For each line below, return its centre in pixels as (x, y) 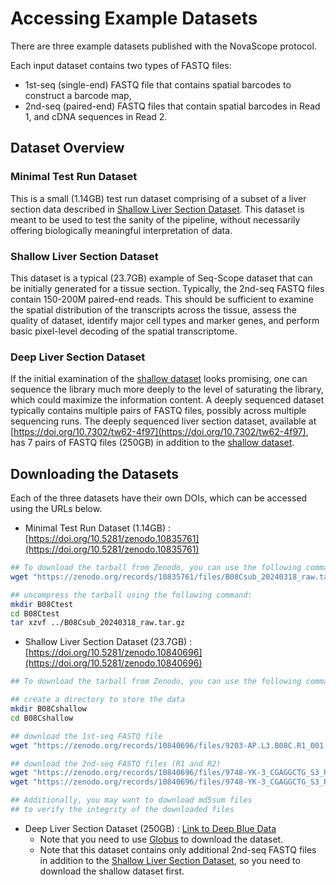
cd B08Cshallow (42, 718)
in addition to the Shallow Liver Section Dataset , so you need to (170, 860)
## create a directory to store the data (98, 700)
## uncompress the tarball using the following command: (131, 595)
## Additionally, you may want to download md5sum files (131, 800)
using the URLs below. (56, 509)
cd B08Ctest (35, 613)
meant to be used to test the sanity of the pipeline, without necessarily (155, 219)
